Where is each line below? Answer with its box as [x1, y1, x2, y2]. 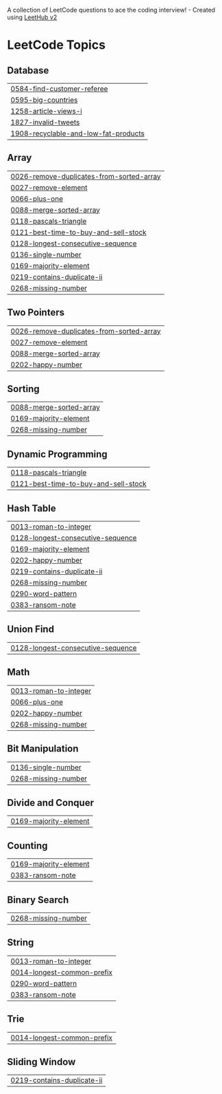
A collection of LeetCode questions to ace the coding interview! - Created [7, 6, 216, 14]
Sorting [7, 383, 40, 395]
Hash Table [7, 502, 56, 514]
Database [7, 65, 49, 76]
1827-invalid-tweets [10, 118, 80, 127]
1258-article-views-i [10, 107, 82, 116]
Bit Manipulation [7, 743, 79, 755]
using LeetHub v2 [7, 13, 58, 21]
